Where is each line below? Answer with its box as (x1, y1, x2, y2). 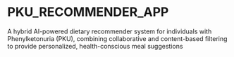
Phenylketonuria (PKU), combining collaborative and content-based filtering (7, 34, 228, 42)
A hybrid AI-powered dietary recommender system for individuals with (7, 27, 212, 35)
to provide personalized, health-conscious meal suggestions (7, 42, 183, 50)
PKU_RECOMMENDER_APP (7, 4, 169, 20)
